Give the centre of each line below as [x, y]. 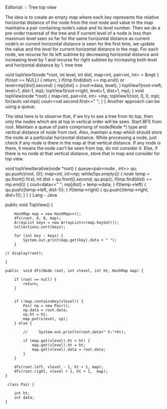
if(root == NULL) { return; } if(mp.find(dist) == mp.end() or [65, 80]
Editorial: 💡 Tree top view [31, 7]
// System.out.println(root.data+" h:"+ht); [75, 332]
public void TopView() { [29, 205]
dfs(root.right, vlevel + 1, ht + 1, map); [61, 371]
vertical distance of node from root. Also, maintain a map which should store [83, 132]
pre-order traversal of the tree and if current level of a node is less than [78, 33]
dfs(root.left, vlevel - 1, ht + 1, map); [59, 367]
